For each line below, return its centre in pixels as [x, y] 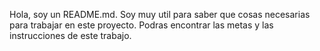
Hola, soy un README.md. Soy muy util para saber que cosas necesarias [160, 14]
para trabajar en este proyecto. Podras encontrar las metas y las [141, 25]
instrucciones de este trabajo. [70, 35]
